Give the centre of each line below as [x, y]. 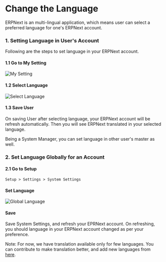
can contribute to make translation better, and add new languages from [78, 250]
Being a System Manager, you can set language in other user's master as [80, 139]
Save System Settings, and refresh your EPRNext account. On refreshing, [80, 224]
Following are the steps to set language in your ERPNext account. [72, 51]
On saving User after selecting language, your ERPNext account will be [78, 119]
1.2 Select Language [27, 86]
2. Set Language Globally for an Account [55, 157]
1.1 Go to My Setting [26, 63]
